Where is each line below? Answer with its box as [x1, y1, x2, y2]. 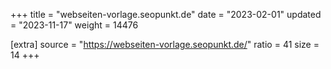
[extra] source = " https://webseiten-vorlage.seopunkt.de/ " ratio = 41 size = [10, 39, 320, 50]
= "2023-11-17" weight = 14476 [10, 19, 139, 31]
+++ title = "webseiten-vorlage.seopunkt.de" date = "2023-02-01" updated [10, 9, 322, 20]
